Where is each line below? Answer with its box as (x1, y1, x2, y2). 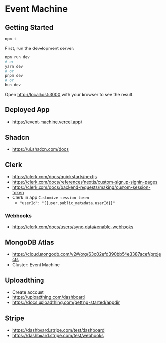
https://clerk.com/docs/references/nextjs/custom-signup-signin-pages (12, 179, 158, 185)
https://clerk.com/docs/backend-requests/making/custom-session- (12, 184, 151, 190)
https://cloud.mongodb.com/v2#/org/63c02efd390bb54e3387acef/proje (12, 251, 161, 257)
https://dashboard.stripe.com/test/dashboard (12, 327, 105, 333)
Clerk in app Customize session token (12, 195, 89, 201)
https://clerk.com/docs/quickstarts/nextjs (12, 174, 97, 180)
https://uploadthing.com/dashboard (12, 294, 85, 300)
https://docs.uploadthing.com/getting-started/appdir (12, 299, 120, 305)
